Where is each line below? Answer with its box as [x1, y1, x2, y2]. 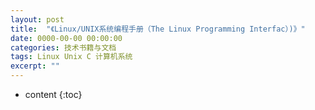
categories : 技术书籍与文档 [10, 42, 117, 53]
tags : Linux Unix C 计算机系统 [10, 52, 133, 62]
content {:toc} [24, 89, 83, 100]
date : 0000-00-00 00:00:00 [10, 33, 123, 43]
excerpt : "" [10, 61, 60, 71]
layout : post [10, 14, 65, 25]
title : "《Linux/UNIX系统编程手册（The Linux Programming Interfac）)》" [10, 24, 306, 34]
